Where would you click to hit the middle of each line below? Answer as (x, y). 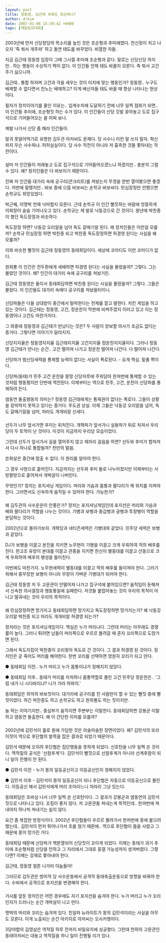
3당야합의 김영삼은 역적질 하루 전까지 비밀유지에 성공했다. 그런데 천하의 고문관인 (83, 929)
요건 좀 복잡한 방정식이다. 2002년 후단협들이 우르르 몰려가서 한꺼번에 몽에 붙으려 (83, 820)
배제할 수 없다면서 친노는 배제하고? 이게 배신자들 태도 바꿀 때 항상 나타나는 (77, 89)
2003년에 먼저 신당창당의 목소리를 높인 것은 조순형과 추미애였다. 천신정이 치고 (81, 43)
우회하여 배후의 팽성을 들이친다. (41, 557)
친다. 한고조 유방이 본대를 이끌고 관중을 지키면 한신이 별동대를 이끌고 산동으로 (80, 551)
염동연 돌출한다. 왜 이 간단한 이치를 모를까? (56, 716)
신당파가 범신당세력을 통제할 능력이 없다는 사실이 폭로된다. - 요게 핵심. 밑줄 (78, 359)
